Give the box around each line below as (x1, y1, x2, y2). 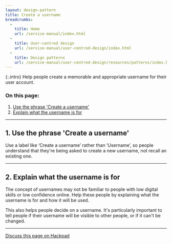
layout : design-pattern (5, 7, 56, 13)
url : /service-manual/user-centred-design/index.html (14, 46, 132, 51)
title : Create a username (5, 12, 60, 17)
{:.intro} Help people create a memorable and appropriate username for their (5, 74, 167, 80)
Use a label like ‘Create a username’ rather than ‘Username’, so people (5, 142, 154, 148)
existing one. (5, 153, 32, 159)
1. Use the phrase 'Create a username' (5, 128, 130, 137)
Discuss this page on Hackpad (5, 233, 70, 239)
